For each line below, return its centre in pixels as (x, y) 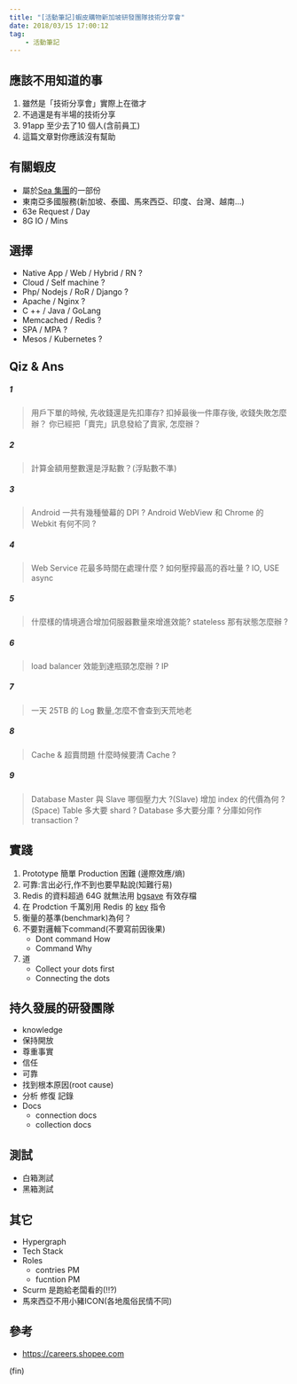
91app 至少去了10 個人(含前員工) (81, 126)
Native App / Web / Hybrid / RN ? (82, 272)
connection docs (66, 1115)
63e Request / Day (56, 211)
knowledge (43, 1030)
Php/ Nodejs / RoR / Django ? (75, 291)
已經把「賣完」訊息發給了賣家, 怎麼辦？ (129, 424)
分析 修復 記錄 (47, 1096)
